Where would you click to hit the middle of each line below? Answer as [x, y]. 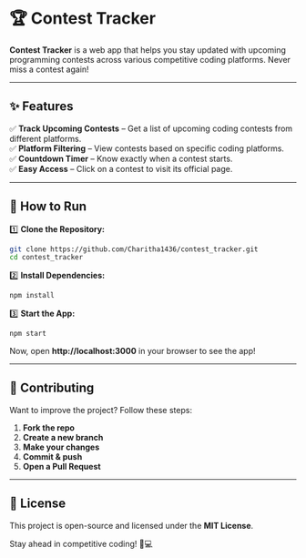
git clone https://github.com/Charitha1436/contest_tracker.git [134, 249]
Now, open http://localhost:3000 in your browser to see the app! [133, 351]
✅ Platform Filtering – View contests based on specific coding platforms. [147, 148]
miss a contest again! [49, 69]
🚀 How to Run [48, 207]
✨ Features [41, 107]
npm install [32, 296]
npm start [28, 334]
